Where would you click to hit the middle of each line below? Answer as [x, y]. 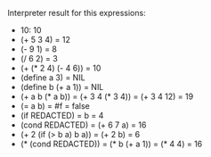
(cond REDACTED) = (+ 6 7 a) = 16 [83, 125]
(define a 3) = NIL [53, 78]
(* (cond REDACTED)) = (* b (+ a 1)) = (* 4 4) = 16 [111, 144]
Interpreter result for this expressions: [77, 13]
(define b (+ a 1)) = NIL [62, 87]
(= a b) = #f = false [55, 106]
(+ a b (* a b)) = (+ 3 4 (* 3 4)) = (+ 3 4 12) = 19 [107, 96]
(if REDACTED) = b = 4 [62, 116]
